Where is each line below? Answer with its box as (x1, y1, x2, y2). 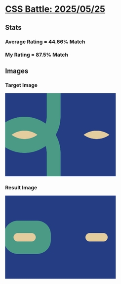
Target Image (5, 81, 38, 88)
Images (5, 67, 29, 75)
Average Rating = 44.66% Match (5, 38, 85, 45)
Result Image (5, 184, 38, 191)
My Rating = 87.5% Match (5, 51, 68, 58)
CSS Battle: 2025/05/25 (5, 3, 105, 15)
